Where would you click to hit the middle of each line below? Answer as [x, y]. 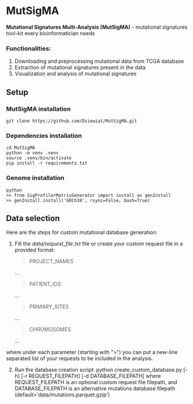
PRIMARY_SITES [49, 307]
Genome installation [35, 178]
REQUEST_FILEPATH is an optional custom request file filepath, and [96, 382]
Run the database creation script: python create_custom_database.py [98, 370]
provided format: [35, 250]
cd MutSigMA [20, 148]
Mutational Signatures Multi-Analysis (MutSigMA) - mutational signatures [97, 27]
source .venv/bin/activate [39, 158]
